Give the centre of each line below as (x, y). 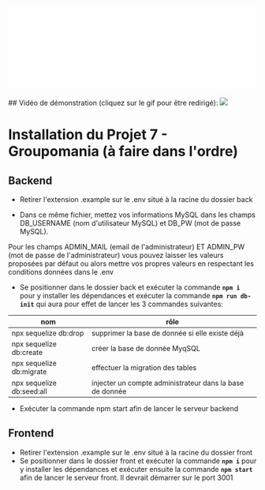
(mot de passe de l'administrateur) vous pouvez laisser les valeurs (116, 255)
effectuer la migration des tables (144, 367)
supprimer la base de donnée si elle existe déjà (168, 333)
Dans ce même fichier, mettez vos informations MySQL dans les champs (138, 215)
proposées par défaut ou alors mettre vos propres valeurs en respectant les (131, 264)
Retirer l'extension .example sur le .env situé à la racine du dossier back (136, 199)
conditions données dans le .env (61, 272)
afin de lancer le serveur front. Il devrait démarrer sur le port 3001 (126, 477)
